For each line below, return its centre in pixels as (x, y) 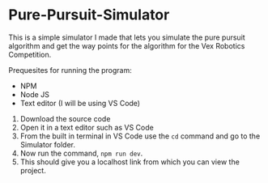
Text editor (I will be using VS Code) (80, 103)
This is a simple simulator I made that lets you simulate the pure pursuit (127, 37)
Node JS (35, 94)
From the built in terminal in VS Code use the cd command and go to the (140, 136)
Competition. (30, 54)
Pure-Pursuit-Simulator (89, 15)
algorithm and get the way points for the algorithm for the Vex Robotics (127, 45)
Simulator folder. (47, 144)
